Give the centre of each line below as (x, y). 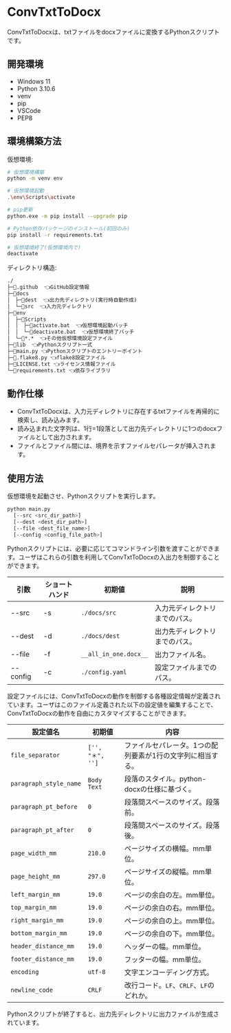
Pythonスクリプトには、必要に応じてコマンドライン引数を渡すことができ (111, 549)
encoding (25, 972)
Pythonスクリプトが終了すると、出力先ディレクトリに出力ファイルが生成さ (113, 1014)
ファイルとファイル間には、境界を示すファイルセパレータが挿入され (113, 446)
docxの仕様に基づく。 (160, 789)
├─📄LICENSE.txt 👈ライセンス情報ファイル (62, 364)
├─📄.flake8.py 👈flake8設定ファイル (57, 358)
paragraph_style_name (46, 784)
